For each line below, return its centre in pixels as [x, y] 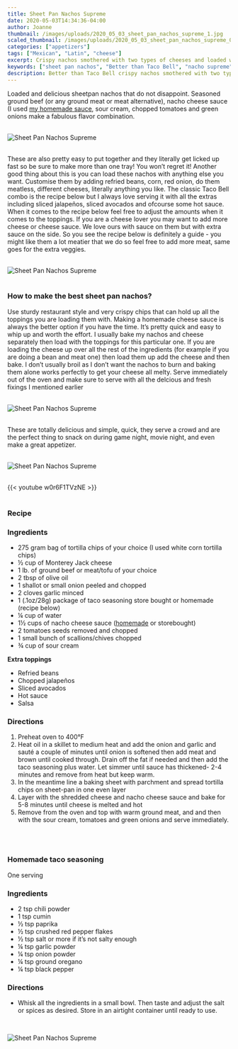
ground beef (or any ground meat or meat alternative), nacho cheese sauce [118, 101]
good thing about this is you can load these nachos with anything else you [116, 174]
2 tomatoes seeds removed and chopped [78, 631]
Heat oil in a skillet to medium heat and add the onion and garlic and [117, 745]
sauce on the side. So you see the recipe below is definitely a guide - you [114, 234]
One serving [25, 875]
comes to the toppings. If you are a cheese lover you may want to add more [118, 219]
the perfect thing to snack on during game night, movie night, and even [111, 437]
